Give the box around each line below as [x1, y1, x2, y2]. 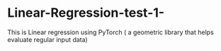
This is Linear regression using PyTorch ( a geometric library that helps [7, 28, 214, 36]
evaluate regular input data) [7, 35, 89, 43]
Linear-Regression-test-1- [7, 5, 165, 21]
